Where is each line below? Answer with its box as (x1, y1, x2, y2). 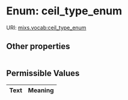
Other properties (6, 41, 70, 51)
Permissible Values (6, 68, 80, 78)
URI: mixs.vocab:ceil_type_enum (6, 24, 87, 31)
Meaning (28, 86, 54, 94)
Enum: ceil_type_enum (6, 4, 123, 18)
